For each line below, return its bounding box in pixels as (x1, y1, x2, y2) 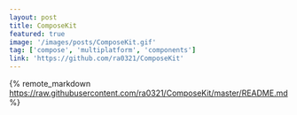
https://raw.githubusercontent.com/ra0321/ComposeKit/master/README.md (9, 88, 288, 98)
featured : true (9, 29, 66, 38)
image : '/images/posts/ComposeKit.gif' (9, 37, 157, 47)
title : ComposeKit (9, 21, 77, 30)
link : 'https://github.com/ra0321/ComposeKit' (9, 54, 184, 63)
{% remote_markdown (9, 79, 91, 88)
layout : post (9, 12, 58, 22)
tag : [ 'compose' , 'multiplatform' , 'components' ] (9, 46, 197, 55)
